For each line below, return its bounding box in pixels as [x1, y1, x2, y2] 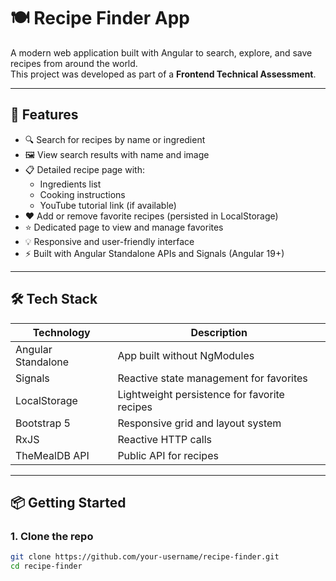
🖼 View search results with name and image [24, 148, 210, 160]
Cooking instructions [39, 188, 126, 200]
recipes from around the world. [10, 57, 138, 69]
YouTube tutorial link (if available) [39, 199, 177, 211]
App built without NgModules [117, 348, 255, 362]
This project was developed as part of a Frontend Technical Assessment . [10, 68, 317, 80]
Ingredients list [39, 178, 102, 190]
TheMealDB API [15, 448, 90, 462]
